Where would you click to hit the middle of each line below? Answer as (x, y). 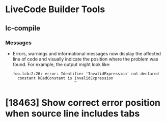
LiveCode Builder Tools (55, 9)
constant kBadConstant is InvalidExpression (65, 78)
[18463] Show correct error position (83, 103)
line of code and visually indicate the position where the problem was (86, 59)
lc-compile (23, 28)
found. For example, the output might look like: (61, 64)
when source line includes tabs (73, 114)
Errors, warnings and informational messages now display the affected (87, 53)
